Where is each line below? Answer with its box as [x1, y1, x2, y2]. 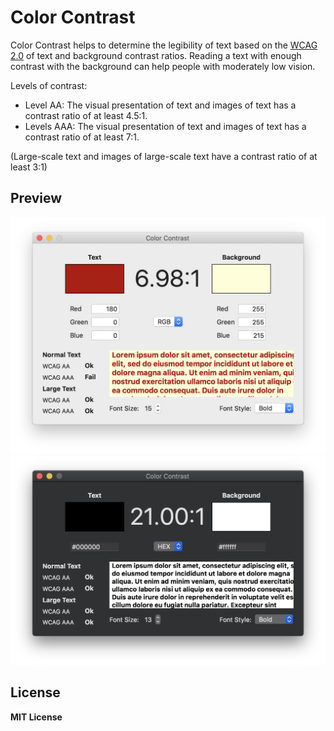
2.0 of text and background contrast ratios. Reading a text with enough [10, 49, 302, 61]
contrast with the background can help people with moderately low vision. [10, 60, 316, 72]
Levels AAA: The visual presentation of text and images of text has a [24, 120, 307, 132]
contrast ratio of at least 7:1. [24, 131, 140, 143]
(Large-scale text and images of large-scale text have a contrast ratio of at [10, 150, 318, 162]
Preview [10, 190, 63, 207]
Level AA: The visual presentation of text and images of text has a [24, 99, 297, 111]
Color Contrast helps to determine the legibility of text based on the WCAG [10, 39, 318, 51]
